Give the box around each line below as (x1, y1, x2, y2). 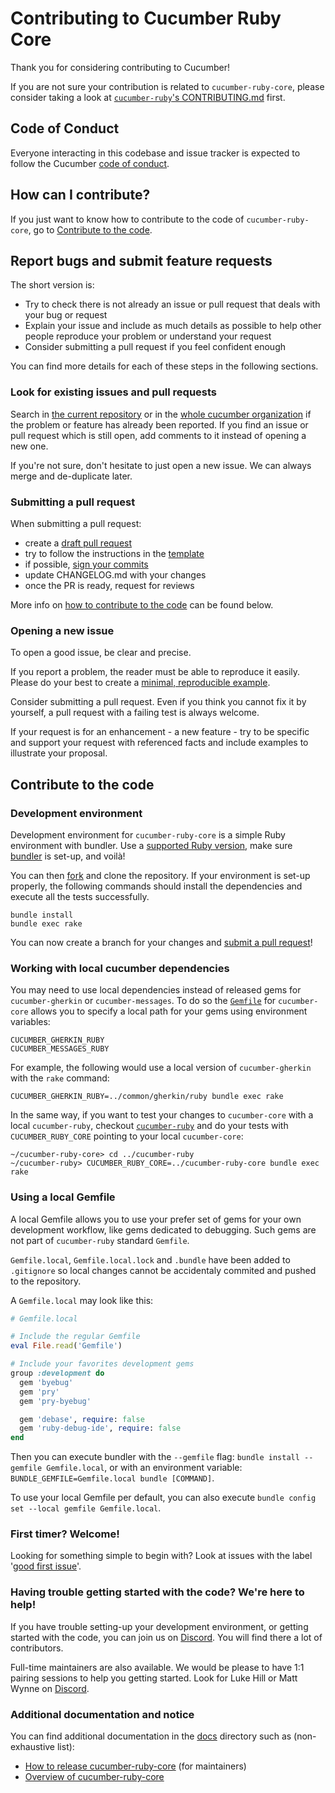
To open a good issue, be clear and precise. (10, 647, 192, 659)
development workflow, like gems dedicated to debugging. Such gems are (10, 1223, 317, 1236)
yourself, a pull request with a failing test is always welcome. (10, 707, 260, 719)
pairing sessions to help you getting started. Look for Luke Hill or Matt (10, 1672, 298, 1684)
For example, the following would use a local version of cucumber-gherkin (10, 1062, 312, 1074)
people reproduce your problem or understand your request (24, 330, 272, 342)
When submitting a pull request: (10, 517, 142, 529)
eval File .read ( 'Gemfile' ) (10, 1341, 123, 1351)
